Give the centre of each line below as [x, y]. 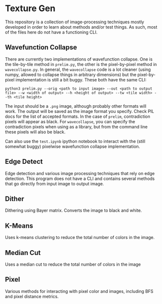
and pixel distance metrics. [32, 296]
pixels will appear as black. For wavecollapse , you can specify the [70, 121]
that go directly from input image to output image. [54, 184]
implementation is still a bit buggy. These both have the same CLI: [81, 80]
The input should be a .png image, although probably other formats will [76, 106]
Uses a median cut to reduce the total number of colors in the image [73, 264]
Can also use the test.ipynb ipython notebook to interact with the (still [75, 141]
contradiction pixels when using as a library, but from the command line [76, 127]
